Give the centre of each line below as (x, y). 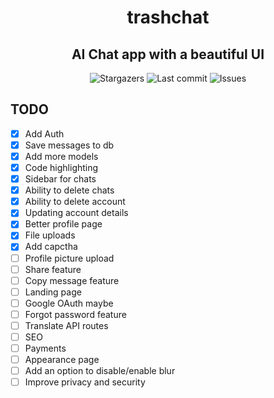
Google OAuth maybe (69, 303)
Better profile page (63, 224)
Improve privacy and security (85, 382)
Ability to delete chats (69, 190)
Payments (45, 348)
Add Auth (44, 133)
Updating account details (76, 213)
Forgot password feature (75, 314)
